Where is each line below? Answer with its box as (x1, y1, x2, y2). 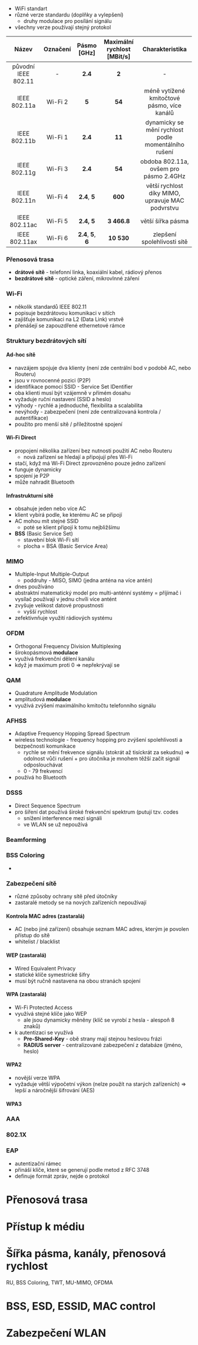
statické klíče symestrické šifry (14, 971, 90, 978)
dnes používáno (14, 583, 54, 590)
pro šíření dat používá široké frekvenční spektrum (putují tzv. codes (14, 808, 179, 815)
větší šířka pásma (140, 217, 189, 225)
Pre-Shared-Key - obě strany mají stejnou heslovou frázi (23, 1035, 162, 1042)
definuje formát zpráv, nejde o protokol (14, 1172, 110, 1179)
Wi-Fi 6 (46, 234, 68, 242)
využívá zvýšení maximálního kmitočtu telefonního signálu (14, 702, 156, 709)
